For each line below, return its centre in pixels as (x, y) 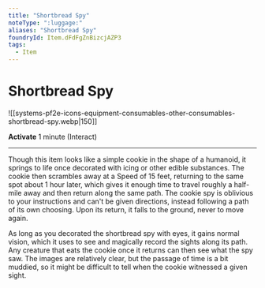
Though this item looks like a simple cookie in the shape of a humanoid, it (127, 159)
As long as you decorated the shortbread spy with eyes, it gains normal (124, 233)
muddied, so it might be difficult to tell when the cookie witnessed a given (128, 267)
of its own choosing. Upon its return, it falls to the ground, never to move (126, 209)
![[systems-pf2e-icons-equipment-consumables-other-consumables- (122, 113)
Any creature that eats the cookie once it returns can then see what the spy (131, 250)
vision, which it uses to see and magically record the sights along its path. (128, 241)
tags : (17, 45)
